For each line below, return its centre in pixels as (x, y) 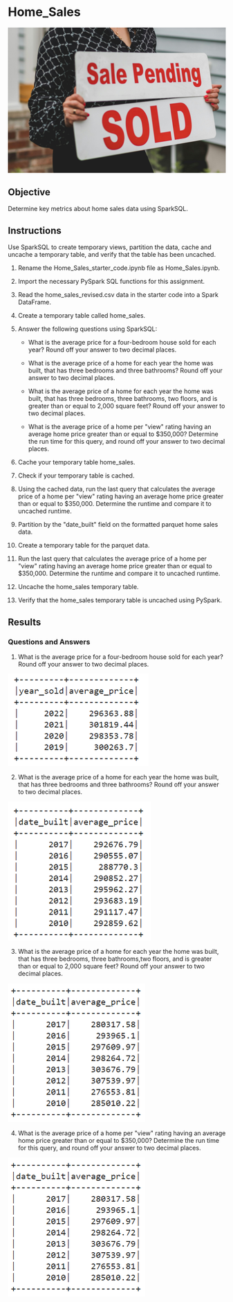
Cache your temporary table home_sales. (76, 462)
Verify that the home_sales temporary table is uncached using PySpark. (120, 600)
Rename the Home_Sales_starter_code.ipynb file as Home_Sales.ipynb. (119, 268)
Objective (29, 192)
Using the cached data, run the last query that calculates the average (116, 489)
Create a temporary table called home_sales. (82, 316)
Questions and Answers (49, 642)
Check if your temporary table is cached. (76, 476)
